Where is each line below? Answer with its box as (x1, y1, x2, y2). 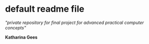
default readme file (5, 3, 85, 15)
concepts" (5, 24, 26, 30)
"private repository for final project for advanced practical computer (5, 20, 144, 25)
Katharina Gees (5, 34, 38, 40)
